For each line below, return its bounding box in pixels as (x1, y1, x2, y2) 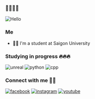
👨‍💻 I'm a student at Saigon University (12, 40, 90, 46)
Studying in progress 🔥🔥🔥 (5, 53, 71, 60)
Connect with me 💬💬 (5, 77, 57, 84)
